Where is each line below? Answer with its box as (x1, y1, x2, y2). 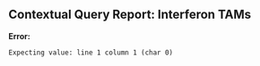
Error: (8, 30, 30, 41)
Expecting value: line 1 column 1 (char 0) (8, 48, 174, 57)
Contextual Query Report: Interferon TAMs (8, 7, 252, 22)
